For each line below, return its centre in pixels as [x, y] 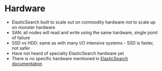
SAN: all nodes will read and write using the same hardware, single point [84, 32]
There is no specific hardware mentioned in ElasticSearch [70, 58]
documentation [27, 64]
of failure [21, 38]
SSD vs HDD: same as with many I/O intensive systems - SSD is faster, [83, 43]
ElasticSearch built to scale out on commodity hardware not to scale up [83, 22]
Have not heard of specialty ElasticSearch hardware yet [68, 53]
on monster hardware [33, 27]
